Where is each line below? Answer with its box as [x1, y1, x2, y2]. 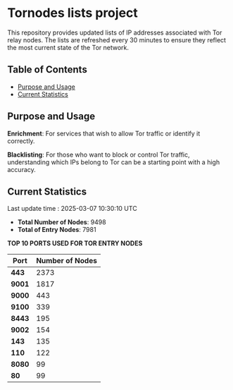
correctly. [7, 136, 35, 145]
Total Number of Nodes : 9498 [17, 218, 107, 226]
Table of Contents [7, 63, 88, 75]
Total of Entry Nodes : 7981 [17, 226, 96, 234]
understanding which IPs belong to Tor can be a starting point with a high [7, 157, 220, 166]
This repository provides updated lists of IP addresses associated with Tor [7, 28, 222, 37]
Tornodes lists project [7, 5, 139, 21]
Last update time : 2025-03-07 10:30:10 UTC [7, 205, 137, 213]
